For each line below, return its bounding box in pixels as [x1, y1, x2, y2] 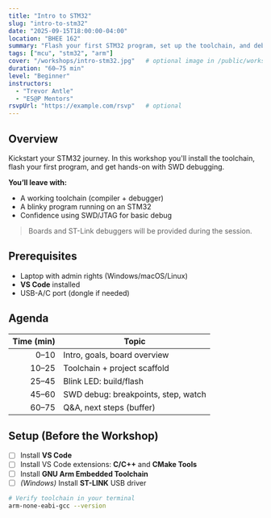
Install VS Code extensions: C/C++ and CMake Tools [19, 460, 198, 470]
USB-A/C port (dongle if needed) [19, 288, 131, 297]
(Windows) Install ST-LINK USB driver [19, 478, 147, 487]
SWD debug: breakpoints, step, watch [63, 389, 207, 400]
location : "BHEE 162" [8, 34, 81, 43]
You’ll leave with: [8, 177, 67, 187]
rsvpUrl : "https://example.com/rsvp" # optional [8, 102, 182, 110]
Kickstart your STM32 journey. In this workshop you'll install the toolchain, [8, 153, 256, 162]
